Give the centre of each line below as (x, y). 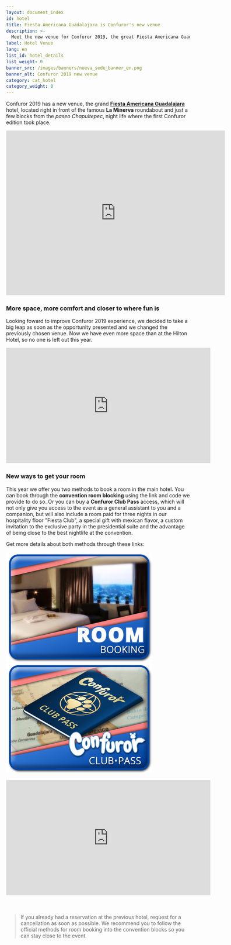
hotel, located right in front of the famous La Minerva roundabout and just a (97, 110)
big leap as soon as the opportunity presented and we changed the (87, 327)
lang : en (17, 50)
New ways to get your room (46, 476)
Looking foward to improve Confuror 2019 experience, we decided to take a (97, 321)
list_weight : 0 (24, 61)
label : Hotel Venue (30, 43)
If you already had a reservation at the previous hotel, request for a (101, 917)
